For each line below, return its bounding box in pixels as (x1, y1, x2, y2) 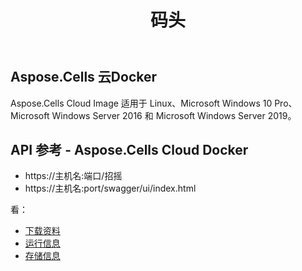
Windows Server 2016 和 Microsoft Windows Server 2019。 (51, 109, 297, 121)
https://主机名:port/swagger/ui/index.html (24, 182, 197, 195)
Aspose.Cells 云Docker (10, 69, 158, 86)
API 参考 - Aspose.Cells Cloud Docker (10, 142, 249, 158)
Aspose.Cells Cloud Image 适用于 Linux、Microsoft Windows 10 (10, 97, 273, 109)
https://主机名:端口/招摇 (24, 170, 123, 182)
